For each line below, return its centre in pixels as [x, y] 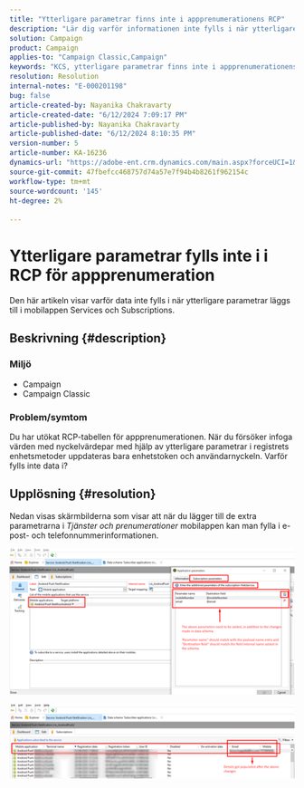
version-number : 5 [44, 144]
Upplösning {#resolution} [83, 494]
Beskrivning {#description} [88, 338]
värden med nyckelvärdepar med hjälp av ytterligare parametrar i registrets [149, 447]
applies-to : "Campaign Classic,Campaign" [89, 58]
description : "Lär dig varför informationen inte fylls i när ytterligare [153, 29]
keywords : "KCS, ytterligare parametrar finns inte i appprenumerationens [153, 67]
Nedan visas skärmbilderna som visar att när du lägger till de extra [133, 515]
